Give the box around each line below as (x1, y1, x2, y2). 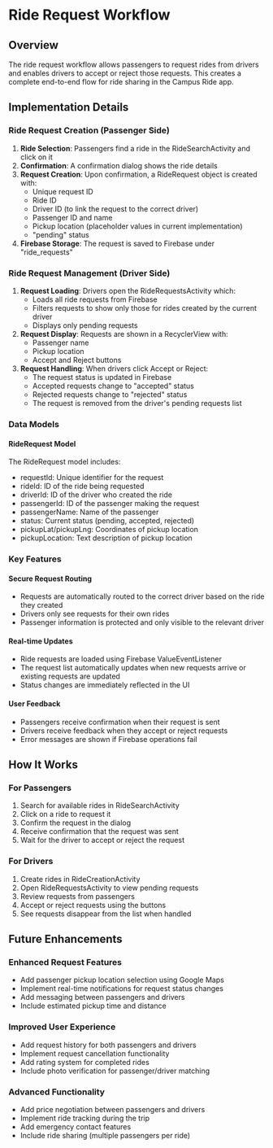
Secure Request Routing (8, 574, 92, 583)
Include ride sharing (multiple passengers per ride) (19, 1130, 191, 1140)
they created (19, 600, 63, 610)
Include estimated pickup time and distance (19, 1001, 167, 1011)
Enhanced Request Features (8, 956, 122, 967)
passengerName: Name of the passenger (19, 507, 159, 517)
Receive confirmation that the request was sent (19, 827, 179, 836)
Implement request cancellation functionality (19, 1048, 170, 1059)
